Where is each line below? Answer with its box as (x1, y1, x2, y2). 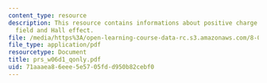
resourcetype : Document (8, 48, 87, 56)
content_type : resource (8, 11, 87, 20)
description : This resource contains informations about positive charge (8, 19, 258, 27)
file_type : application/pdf (8, 41, 102, 49)
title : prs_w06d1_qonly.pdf (8, 56, 102, 64)
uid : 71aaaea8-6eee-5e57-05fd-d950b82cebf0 (8, 63, 155, 71)
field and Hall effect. (15, 26, 94, 34)
